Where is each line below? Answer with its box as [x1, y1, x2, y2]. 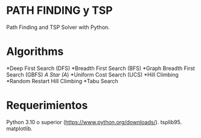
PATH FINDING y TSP [6, 4, 113, 17]
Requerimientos [6, 99, 88, 112]
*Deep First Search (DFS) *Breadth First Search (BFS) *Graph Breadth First [6, 64, 195, 72]
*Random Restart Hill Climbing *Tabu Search [6, 77, 119, 84]
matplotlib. [6, 125, 33, 132]
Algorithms [6, 45, 64, 58]
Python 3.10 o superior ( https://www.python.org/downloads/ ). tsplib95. [6, 118, 182, 125]
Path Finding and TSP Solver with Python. [6, 24, 110, 31]
